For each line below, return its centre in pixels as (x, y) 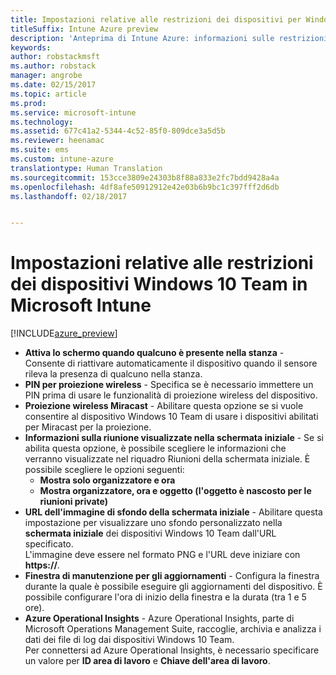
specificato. (49, 544)
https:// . (42, 565)
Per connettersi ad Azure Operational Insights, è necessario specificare (172, 650)
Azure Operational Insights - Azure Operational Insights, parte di (159, 618)
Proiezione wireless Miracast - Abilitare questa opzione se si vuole (164, 406)
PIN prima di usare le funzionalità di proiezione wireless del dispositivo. (171, 395)
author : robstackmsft (55, 57)
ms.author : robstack (53, 66)
